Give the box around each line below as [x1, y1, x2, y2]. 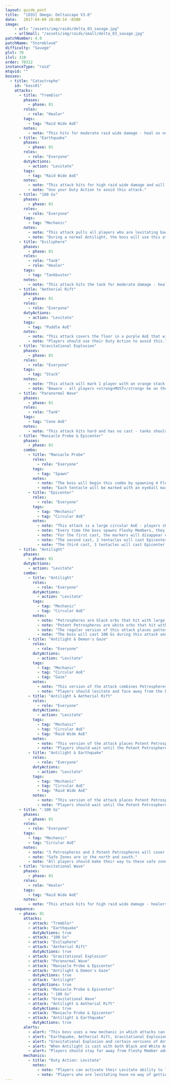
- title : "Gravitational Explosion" [18, 344, 97, 349]
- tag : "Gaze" [37, 675, 67, 680]
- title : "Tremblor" [18, 93, 63, 98]
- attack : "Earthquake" [27, 925, 79, 930]
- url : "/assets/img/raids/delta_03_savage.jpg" [14, 26, 120, 32]
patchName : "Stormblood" [5, 41, 58, 46]
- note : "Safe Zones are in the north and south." [27, 854, 138, 860]
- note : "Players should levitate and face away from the [37, 689, 163, 694]
